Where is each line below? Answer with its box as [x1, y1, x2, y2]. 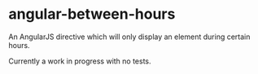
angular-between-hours [8, 5, 176, 24]
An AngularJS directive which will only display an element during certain [8, 32, 251, 41]
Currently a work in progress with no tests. [8, 56, 152, 66]
